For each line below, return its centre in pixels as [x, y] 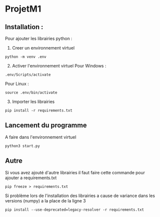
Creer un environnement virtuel [43, 48]
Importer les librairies [33, 101]
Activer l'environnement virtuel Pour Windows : [59, 66]
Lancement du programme [46, 125]
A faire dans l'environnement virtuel [41, 137]
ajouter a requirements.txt [31, 178]
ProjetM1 [23, 9]
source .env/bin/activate [31, 93]
